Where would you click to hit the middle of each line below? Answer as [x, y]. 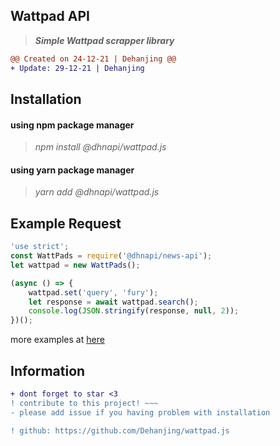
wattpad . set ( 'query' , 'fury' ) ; [93, 292]
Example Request [66, 223]
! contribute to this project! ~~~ [84, 403]
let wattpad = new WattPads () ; [75, 265]
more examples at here [57, 340]
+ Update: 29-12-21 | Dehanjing [77, 68]
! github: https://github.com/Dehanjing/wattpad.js [120, 430]
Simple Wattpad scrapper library [104, 40]
